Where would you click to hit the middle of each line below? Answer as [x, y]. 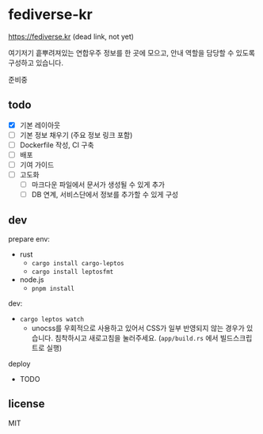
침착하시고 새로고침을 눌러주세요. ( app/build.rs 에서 [137, 338]
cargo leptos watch [52, 320]
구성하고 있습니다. [36, 63]
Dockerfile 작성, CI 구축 [57, 145]
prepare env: [29, 239]
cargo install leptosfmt [72, 272]
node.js [32, 280]
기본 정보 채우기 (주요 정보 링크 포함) [76, 135]
